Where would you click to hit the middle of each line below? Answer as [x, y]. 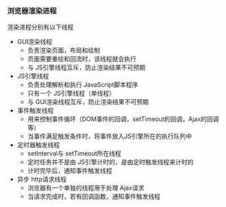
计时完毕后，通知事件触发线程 [70, 171]
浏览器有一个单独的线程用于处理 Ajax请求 [86, 188]
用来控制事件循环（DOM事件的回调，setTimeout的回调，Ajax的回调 [123, 119]
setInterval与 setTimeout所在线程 [74, 153]
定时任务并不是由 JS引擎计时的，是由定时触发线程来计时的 [111, 162]
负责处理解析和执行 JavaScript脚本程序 [83, 85]
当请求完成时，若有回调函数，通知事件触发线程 [94, 197]
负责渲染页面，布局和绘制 [64, 50]
